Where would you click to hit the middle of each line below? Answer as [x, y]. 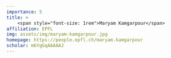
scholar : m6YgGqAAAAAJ [35, 46]
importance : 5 [24, 12]
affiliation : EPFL [30, 29]
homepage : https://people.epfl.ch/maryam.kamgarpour [75, 40]
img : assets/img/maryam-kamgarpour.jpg [57, 34]
